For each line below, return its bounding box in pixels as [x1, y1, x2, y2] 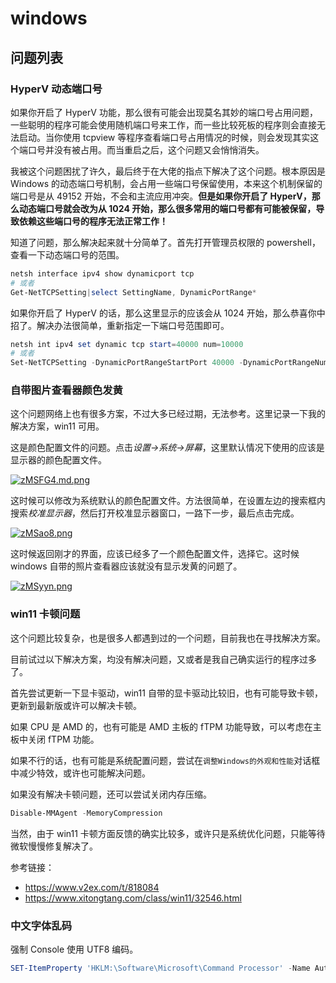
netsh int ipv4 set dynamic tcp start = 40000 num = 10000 [10, 339, 244, 349]
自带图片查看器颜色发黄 [10, 383, 123, 397]
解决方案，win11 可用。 [10, 420, 105, 432]
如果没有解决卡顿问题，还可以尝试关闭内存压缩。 [10, 788, 212, 800]
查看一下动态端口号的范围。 [10, 248, 125, 261]
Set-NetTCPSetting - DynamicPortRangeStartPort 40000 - [10, 358, 244, 368]
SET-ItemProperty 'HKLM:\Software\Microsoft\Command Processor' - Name [10, 963, 311, 973]
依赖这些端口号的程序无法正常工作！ [18, 215, 168, 227]
